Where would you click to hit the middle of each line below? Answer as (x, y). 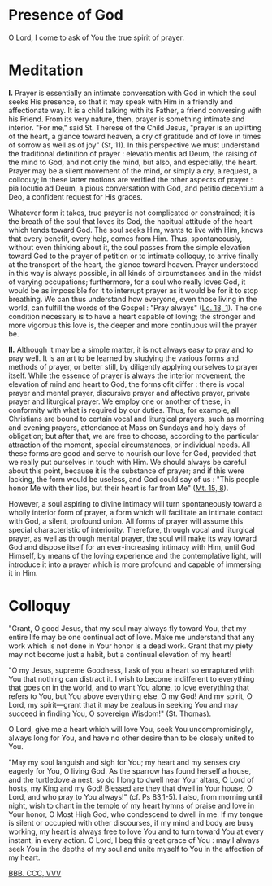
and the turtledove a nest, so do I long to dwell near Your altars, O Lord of (131, 779)
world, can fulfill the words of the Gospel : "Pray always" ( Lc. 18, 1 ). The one (135, 308)
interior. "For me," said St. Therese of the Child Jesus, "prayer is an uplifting (135, 127)
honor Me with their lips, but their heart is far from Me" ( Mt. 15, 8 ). (119, 488)
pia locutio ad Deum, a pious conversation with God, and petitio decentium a (136, 188)
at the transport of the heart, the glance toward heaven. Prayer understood (134, 264)
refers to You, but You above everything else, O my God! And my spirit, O (131, 696)
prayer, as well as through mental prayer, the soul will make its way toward (133, 538)
